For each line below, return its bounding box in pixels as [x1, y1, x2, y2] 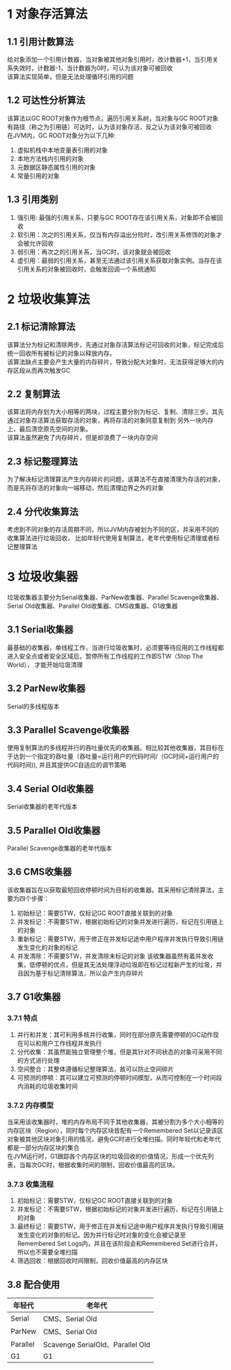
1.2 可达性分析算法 [7, 94, 86, 107]
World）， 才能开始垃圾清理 [7, 661, 83, 669]
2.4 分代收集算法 [7, 506, 79, 518]
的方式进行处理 [16, 1056, 60, 1064]
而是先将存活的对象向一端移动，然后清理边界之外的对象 [7, 484, 164, 492]
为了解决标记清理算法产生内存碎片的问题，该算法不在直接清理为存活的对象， [7, 475, 224, 483]
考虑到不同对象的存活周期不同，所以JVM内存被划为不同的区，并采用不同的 [7, 525, 219, 533]
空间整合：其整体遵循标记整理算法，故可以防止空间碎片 [16, 1065, 174, 1073]
